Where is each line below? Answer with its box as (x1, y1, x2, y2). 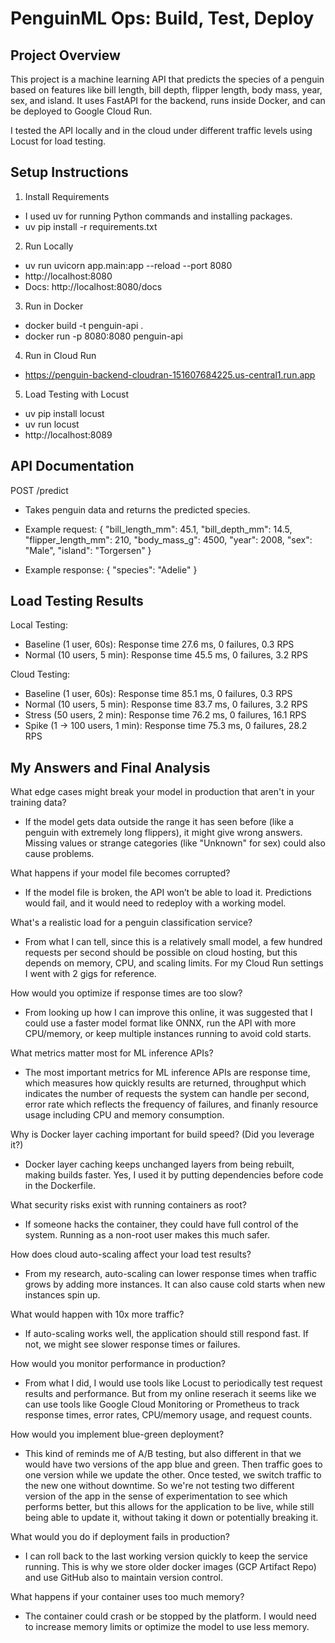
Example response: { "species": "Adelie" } (24, 563, 198, 576)
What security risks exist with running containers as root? (10, 1199, 247, 1211)
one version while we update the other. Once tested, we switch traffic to (24, 1469, 322, 1481)
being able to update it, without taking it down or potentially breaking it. (24, 1512, 319, 1524)
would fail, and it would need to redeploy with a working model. (24, 897, 287, 909)
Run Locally (24, 240, 74, 252)
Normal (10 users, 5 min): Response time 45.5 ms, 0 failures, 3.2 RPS (24, 649, 309, 661)
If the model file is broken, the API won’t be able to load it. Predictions (24, 887, 312, 899)
